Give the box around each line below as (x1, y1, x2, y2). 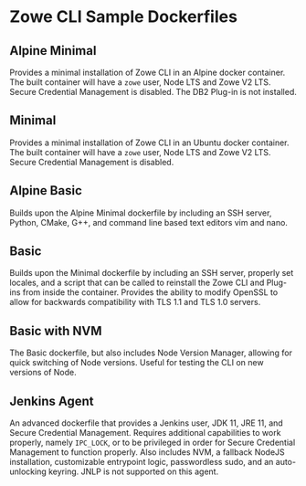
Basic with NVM (9, 322, 102, 339)
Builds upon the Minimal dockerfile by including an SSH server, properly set (9, 268, 294, 279)
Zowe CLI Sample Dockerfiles (9, 6, 237, 27)
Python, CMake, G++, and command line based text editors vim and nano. (9, 217, 288, 227)
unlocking (9, 466, 47, 477)
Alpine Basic (9, 183, 82, 198)
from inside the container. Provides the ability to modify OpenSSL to (22, 287, 279, 298)
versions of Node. (9, 367, 78, 378)
